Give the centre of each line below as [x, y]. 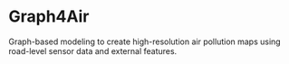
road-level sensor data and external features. [93, 50]
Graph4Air [49, 17]
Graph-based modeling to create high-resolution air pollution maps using [145, 41]
